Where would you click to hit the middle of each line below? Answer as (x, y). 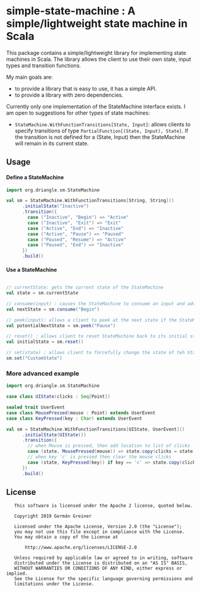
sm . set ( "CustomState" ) (34, 358)
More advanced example (43, 373)
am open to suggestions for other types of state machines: (78, 113)
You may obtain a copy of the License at (66, 537)
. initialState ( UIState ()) (54, 435)
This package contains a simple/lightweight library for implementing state (96, 52)
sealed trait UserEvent (36, 407)
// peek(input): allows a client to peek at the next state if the (92, 320)
